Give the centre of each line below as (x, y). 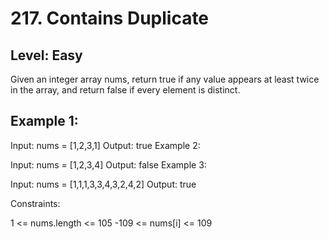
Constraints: (35, 203)
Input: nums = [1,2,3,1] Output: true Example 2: (105, 145)
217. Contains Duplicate (110, 18)
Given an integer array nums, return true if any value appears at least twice (165, 79)
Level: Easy (46, 55)
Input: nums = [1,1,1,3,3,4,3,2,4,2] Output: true (103, 184)
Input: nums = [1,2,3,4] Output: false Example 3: (108, 164)
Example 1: (44, 121)
